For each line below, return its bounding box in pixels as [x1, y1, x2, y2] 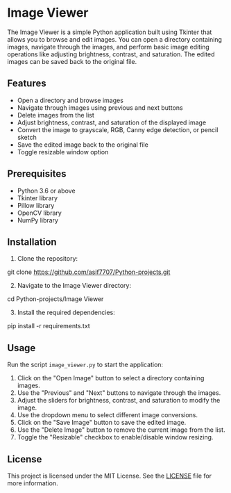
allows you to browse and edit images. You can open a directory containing [7, 35, 222, 43]
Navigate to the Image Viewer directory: [17, 282, 132, 290]
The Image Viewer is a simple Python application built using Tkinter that [7, 28, 212, 36]
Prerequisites [7, 168, 67, 180]
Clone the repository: [17, 254, 78, 263]
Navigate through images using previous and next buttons [17, 103, 183, 112]
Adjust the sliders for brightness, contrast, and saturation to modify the [17, 396, 221, 405]
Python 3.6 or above [17, 186, 76, 195]
